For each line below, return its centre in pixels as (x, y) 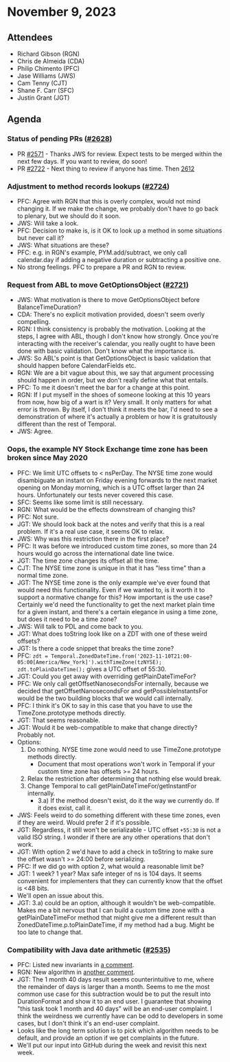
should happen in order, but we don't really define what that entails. (113, 380)
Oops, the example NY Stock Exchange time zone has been (107, 449)
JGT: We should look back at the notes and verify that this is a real (111, 524)
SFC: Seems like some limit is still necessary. (80, 502)
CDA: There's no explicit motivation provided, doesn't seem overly (111, 314)
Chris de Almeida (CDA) (51, 61)
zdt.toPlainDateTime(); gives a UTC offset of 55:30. (92, 669)
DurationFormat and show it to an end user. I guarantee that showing (114, 1001)
